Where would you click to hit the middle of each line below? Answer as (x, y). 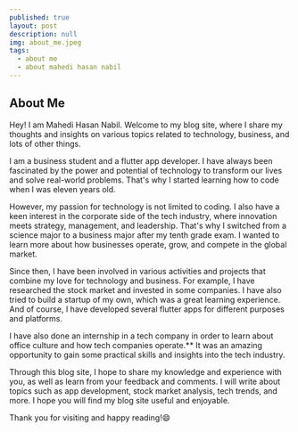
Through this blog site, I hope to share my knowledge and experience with (146, 371)
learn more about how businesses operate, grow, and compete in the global (148, 244)
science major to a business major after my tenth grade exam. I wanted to (145, 235)
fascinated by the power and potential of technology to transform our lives (146, 170)
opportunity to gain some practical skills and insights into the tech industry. (147, 355)
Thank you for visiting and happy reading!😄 (90, 417)
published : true (39, 17)
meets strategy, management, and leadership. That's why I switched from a (148, 225)
